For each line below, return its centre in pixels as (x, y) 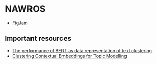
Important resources (38, 39)
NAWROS (25, 9)
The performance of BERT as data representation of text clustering (82, 50)
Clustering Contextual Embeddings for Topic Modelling (69, 56)
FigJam (20, 23)
